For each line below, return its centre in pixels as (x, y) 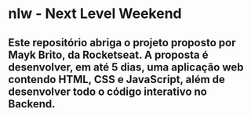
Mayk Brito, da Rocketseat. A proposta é (108, 54)
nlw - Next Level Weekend (95, 14)
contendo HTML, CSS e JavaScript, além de (117, 79)
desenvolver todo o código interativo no (108, 91)
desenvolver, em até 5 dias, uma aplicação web (126, 67)
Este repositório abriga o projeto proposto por (122, 43)
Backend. (32, 104)
